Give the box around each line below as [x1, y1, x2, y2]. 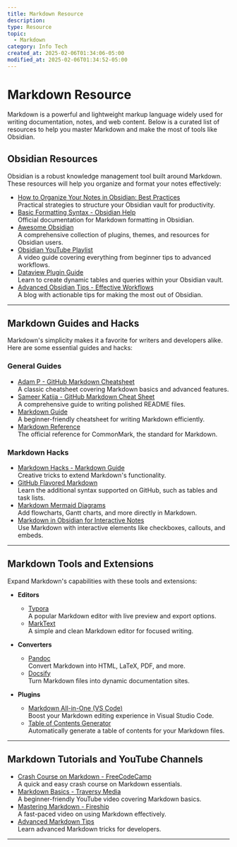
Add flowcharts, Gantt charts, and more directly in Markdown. [17, 508, 197, 517]
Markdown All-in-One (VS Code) [28, 704, 123, 712]
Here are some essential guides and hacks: [7, 344, 133, 352]
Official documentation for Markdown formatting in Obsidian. [17, 215, 195, 224]
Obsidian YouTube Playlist [17, 245, 93, 254]
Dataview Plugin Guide [17, 268, 84, 276]
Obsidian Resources [7, 153, 98, 165]
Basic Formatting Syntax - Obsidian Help [17, 208, 136, 216]
